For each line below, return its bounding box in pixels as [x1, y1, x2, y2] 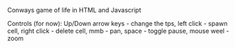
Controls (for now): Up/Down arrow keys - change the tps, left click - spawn [7, 19, 228, 27]
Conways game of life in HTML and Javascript [7, 6, 142, 14]
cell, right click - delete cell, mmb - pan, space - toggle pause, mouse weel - [7, 27, 229, 35]
